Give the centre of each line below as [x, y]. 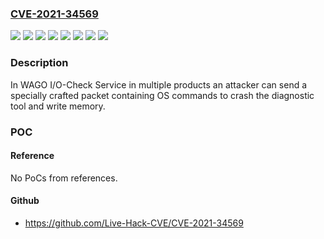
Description [39, 63]
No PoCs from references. [64, 178]
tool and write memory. [58, 106]
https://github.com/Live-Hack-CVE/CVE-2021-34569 [134, 223]
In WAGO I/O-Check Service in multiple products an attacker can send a [159, 84]
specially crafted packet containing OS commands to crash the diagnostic [162, 95]
